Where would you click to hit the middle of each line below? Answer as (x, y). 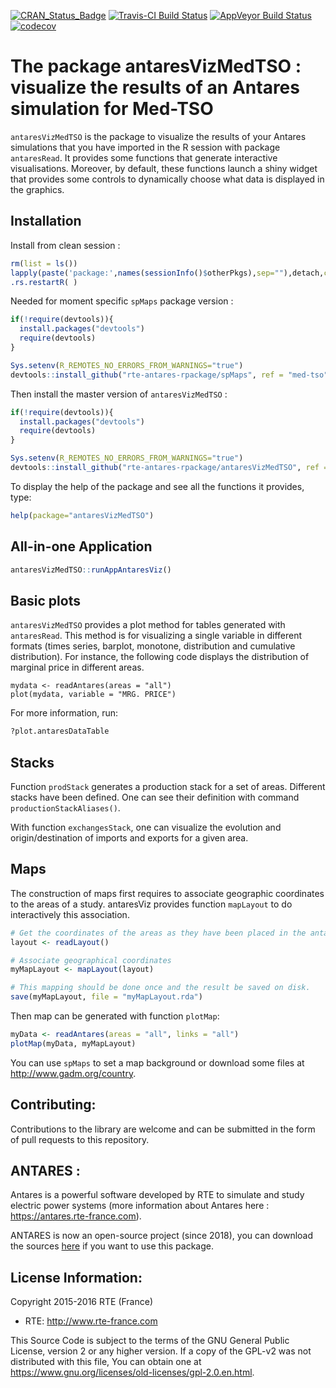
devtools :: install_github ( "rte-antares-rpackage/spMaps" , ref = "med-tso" (169, 375)
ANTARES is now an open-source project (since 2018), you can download (162, 1236)
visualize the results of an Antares (155, 87)
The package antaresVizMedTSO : (156, 66)
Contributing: (53, 1105)
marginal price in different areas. (77, 667)
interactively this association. (70, 914)
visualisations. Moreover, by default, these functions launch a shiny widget (164, 168)
